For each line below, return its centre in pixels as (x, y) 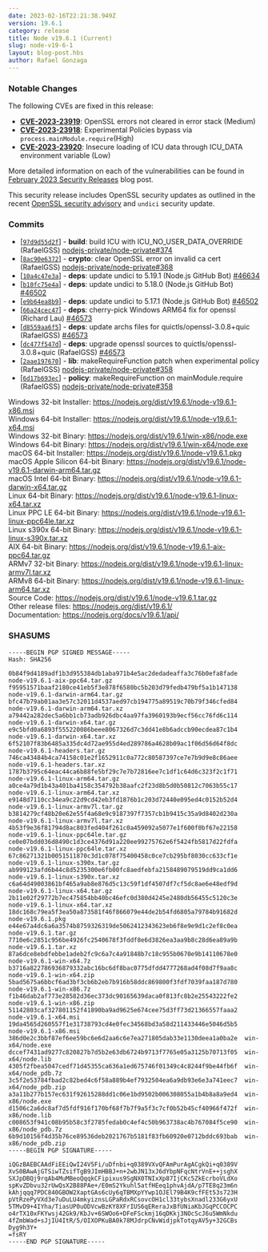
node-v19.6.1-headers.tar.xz (57, 765)
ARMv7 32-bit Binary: (44, 564)
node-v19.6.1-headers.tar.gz (57, 750)
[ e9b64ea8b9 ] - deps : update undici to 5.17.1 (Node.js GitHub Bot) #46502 (139, 301)
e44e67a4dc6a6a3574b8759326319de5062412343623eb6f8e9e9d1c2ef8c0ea (123, 926)
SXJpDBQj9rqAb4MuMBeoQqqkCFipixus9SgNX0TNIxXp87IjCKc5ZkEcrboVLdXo (123, 1178)
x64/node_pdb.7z (35, 1073)
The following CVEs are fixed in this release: (81, 106)
